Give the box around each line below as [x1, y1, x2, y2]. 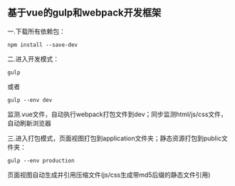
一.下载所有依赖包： [7, 27, 66, 36]
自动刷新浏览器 [7, 118, 51, 127]
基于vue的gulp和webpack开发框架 [7, 6, 162, 19]
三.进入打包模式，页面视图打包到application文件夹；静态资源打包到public [7, 134, 222, 143]
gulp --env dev [7, 96, 53, 103]
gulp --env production [7, 157, 75, 164]
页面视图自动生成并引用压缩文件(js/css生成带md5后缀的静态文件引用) [7, 170, 211, 179]
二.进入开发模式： [7, 54, 60, 63]
